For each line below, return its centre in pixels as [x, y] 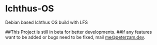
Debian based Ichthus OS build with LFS [47, 22]
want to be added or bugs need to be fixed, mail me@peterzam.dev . [75, 37]
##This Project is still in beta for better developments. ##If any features [79, 32]
